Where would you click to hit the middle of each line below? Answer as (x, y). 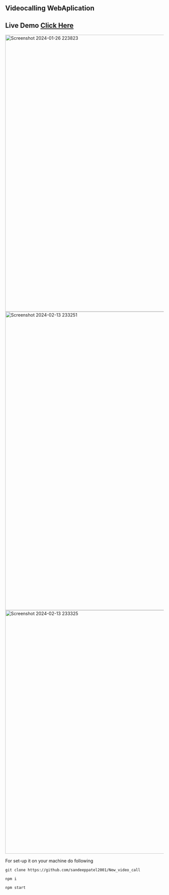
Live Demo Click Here (39, 25)
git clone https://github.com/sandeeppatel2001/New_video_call (73, 870)
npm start (16, 888)
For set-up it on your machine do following (49, 861)
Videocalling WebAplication (50, 8)
